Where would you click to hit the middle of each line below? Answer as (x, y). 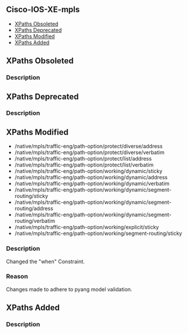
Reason (17, 277)
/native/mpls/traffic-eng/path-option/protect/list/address (83, 159)
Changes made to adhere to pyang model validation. (69, 289)
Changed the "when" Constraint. (45, 261)
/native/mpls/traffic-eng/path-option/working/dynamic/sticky (88, 171)
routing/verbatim (35, 221)
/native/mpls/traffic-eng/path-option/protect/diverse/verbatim (90, 152)
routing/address (34, 209)
